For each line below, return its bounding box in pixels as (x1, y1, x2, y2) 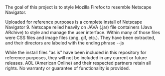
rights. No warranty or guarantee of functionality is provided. (5, 65, 130, 71)
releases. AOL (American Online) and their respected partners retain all (5, 60, 151, 66)
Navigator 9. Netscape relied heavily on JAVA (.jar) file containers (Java (5, 24, 152, 30)
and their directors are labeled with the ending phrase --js (5, 40, 124, 46)
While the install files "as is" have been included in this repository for (5, 49, 147, 55)
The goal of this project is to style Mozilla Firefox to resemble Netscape (5, 4, 152, 10)
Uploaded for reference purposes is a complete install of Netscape (5, 19, 143, 25)
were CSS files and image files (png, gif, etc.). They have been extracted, (5, 35, 156, 40)
